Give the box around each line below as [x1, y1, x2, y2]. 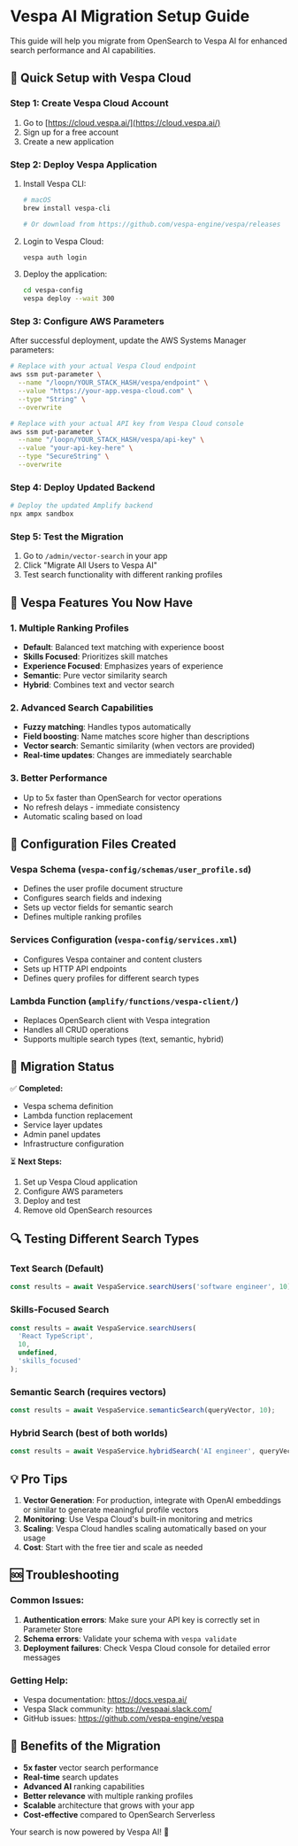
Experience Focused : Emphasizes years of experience [22, 661, 224, 671]
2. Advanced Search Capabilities [10, 702, 154, 714]
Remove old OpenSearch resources [22, 1205, 153, 1215]
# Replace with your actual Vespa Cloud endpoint [10, 361, 197, 371]
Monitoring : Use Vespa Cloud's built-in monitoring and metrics [22, 1513, 253, 1524]
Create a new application [22, 136, 114, 147]
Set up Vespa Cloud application [22, 1176, 138, 1187]
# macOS [22, 195, 51, 205]
